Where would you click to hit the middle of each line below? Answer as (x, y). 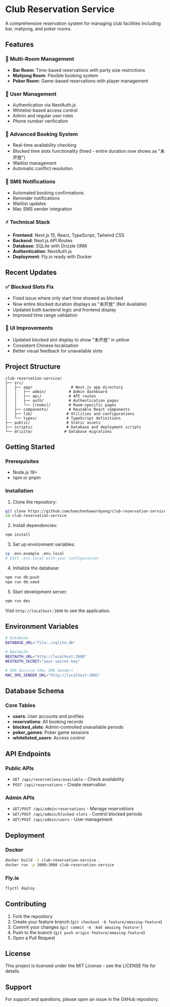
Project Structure (33, 367)
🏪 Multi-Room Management (40, 59)
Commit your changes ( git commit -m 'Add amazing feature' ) (77, 927)
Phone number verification (40, 121)
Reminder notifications (36, 198)
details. (13, 971)
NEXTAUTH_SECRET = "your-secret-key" (43, 661)
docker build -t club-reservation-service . (53, 860)
